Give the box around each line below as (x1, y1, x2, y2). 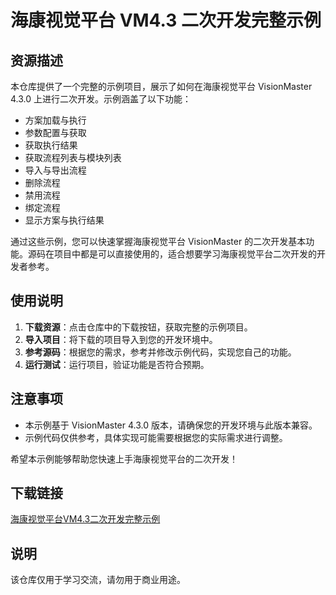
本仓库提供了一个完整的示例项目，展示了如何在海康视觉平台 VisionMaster (10, 81, 313, 92)
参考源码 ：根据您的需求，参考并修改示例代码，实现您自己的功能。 (24, 346, 297, 358)
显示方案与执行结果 (24, 214, 105, 226)
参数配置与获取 (24, 127, 87, 138)
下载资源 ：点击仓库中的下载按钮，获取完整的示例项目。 (24, 321, 253, 333)
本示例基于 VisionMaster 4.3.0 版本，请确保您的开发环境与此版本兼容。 (24, 419, 318, 431)
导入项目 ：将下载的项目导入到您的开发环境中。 (24, 333, 218, 345)
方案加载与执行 (24, 114, 87, 126)
